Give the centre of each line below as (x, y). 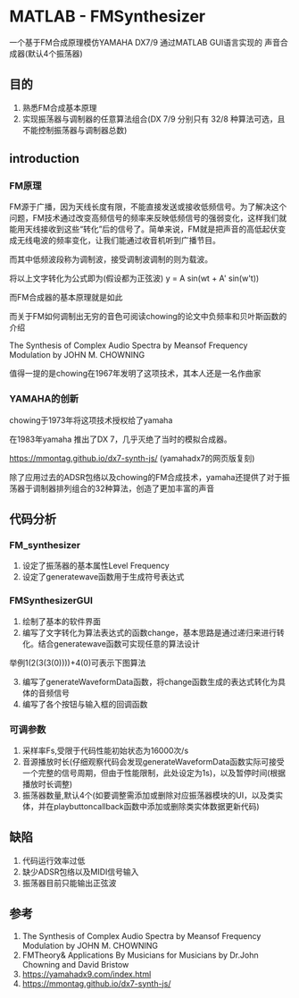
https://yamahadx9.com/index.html (87, 974)
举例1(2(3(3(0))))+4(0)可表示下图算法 (78, 663)
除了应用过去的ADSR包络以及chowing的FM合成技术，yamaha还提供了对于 (146, 477)
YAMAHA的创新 (44, 399)
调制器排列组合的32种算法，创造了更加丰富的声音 (124, 488)
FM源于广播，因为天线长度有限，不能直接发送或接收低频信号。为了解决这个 (148, 207)
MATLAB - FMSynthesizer (108, 17)
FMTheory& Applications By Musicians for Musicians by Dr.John (140, 955)
